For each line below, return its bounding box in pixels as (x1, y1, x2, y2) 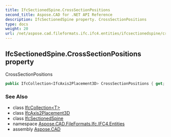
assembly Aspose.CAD (12, 126, 61, 132)
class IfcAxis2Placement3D (12, 110, 70, 116)
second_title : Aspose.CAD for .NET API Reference (5, 12, 113, 17)
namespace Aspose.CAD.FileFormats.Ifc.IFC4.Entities (12, 120, 125, 127)
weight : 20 (5, 26, 28, 31)
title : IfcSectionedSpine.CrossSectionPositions (5, 7, 110, 13)
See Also (5, 93, 28, 100)
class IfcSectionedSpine (12, 115, 64, 121)
